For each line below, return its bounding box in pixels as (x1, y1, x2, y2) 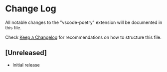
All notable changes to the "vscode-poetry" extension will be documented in (5, 19, 163, 25)
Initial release (12, 62, 40, 68)
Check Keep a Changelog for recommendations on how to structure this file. (5, 34, 162, 40)
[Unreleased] (5, 49, 47, 57)
